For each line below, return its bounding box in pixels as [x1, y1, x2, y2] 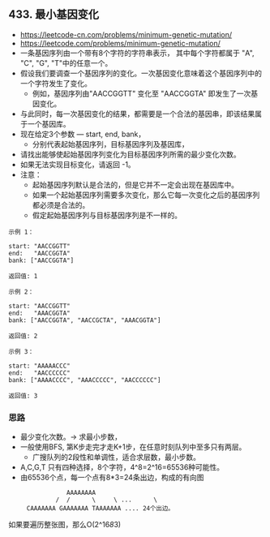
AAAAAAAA [66, 489, 96, 497]
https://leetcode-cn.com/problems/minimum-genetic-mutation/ [19, 29, 233, 39]
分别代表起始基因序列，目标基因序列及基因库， [32, 139, 189, 148]
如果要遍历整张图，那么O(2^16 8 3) [8, 520, 122, 530]
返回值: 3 [8, 392, 38, 400]
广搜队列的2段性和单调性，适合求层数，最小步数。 [32, 453, 201, 462]
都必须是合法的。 [32, 200, 90, 209]
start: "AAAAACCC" [8, 362, 71, 370]
